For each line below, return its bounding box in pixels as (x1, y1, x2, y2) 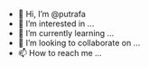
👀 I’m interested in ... (17, 18, 95, 29)
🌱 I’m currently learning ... (17, 28, 115, 38)
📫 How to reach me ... (17, 48, 102, 58)
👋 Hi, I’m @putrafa (17, 9, 86, 19)
